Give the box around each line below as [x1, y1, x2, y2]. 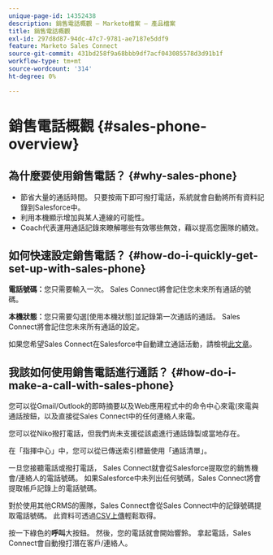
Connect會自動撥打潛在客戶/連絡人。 [8, 538, 132, 548]
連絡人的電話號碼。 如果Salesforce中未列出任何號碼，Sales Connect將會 [18, 473, 262, 483]
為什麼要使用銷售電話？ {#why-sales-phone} [8, 169, 238, 183]
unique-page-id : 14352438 [8, 11, 96, 20]
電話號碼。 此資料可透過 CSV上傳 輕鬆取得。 [15, 511, 161, 521]
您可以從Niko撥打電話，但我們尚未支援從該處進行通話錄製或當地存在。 [8, 428, 245, 439]
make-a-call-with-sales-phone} [8, 379, 175, 392]
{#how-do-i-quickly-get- [128, 249, 258, 262]
